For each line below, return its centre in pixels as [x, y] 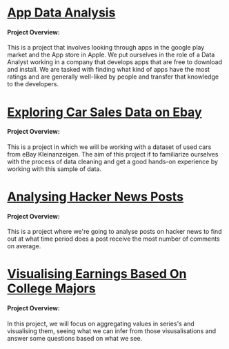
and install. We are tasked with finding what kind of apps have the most [109, 70]
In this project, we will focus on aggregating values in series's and [101, 323]
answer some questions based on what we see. [75, 338]
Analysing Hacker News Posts [96, 196]
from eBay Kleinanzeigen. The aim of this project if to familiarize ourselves [113, 154]
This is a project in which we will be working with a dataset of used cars [109, 147]
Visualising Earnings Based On [97, 274]
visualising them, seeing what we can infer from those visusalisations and [112, 331]
